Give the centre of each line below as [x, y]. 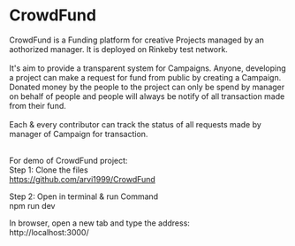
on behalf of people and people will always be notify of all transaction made [147, 96]
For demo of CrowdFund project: [68, 160]
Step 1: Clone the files [49, 170]
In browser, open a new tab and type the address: [99, 223]
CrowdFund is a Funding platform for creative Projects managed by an [137, 40]
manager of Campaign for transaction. [79, 134]
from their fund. [38, 105]
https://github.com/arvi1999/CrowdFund [83, 179]
